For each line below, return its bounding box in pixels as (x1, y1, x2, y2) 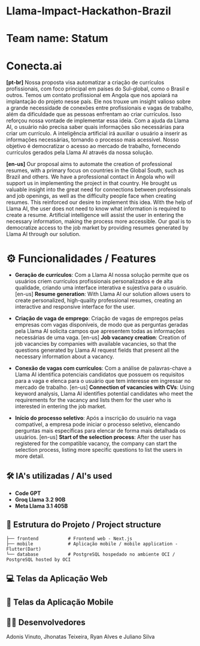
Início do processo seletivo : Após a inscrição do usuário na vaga (14, 415, 177, 422)
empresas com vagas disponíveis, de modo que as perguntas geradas (14, 321, 189, 328)
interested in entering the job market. (14, 403, 107, 410)
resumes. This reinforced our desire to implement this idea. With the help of (6, 199, 193, 206)
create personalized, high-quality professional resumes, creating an (14, 297, 183, 304)
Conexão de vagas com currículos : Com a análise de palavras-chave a (14, 364, 192, 372)
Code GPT (14, 490, 41, 497)
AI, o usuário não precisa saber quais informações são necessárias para (6, 123, 184, 131)
